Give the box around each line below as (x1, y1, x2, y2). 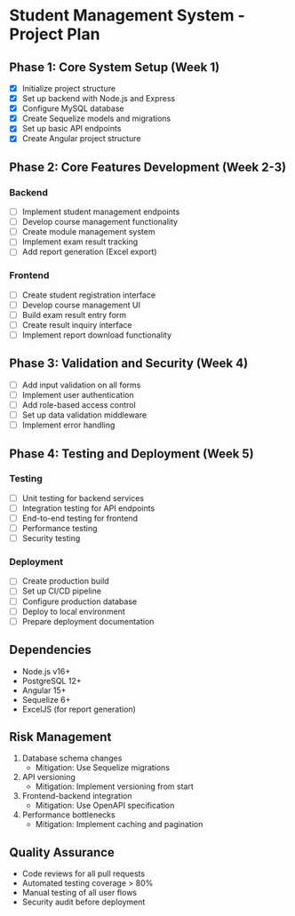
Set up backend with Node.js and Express (21, 93, 176, 104)
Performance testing (21, 522, 98, 533)
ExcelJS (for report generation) (21, 704, 136, 714)
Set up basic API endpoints (21, 123, 122, 134)
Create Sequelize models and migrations (21, 113, 171, 124)
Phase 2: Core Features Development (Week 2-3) (9, 159, 287, 174)
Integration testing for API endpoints (21, 503, 155, 514)
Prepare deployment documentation (21, 616, 155, 626)
